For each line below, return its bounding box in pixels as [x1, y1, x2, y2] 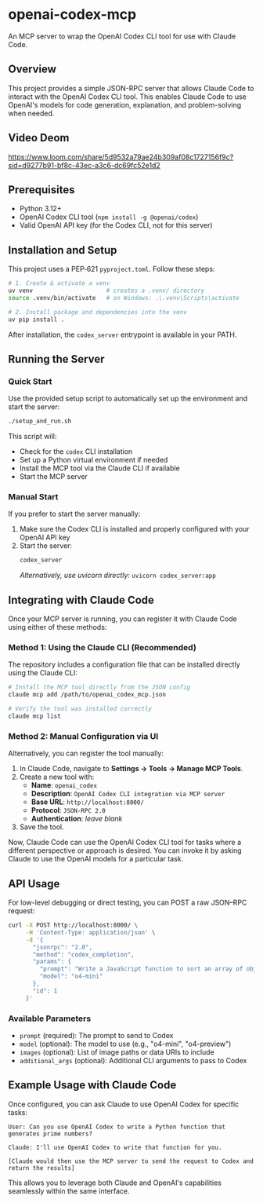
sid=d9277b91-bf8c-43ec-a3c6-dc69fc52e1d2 [8, 160, 160, 170]
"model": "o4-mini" [39, 972, 103, 981]
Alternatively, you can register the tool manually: [8, 748, 164, 759]
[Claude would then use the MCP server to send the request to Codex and [8, 1157, 254, 1165]
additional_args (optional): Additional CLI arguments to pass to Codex [19, 1055, 247, 1065]
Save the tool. [19, 822, 64, 832]
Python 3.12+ [19, 204, 62, 214]
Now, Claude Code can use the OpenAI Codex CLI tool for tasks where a [8, 838, 242, 847]
